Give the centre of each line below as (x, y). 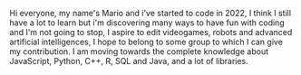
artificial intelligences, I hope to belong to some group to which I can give (146, 42)
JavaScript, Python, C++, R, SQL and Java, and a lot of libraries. (129, 61)
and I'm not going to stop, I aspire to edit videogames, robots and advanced (151, 32)
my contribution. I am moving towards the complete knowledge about (139, 52)
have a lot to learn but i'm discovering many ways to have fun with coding (147, 23)
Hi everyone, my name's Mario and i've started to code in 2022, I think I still (150, 13)
